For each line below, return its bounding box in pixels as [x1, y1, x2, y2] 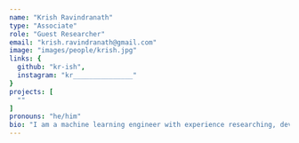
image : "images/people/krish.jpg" [9, 46, 138, 55]
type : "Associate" [9, 21, 77, 30]
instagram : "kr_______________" [17, 71, 138, 80]
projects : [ [9, 87, 53, 96]
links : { [9, 54, 42, 63]
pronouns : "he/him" [9, 112, 82, 121]
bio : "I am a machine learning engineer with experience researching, [9, 121, 277, 130]
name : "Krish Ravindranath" [9, 12, 114, 22]
